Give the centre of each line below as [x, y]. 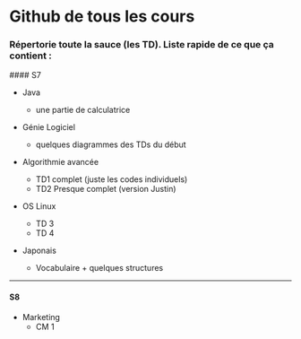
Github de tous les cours [102, 17]
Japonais [39, 251]
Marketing [41, 317]
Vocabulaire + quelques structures [99, 268]
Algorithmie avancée [60, 162]
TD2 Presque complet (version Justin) [106, 189]
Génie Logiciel [49, 127]
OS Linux [39, 206]
